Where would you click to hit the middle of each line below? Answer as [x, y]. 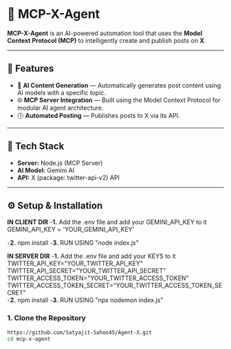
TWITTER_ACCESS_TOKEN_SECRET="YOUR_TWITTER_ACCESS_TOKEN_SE [114, 286]
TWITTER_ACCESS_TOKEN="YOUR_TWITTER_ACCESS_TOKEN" [98, 278]
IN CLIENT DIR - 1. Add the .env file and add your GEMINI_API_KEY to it [107, 222]
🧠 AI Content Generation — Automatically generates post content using [119, 85]
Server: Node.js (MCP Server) [60, 163]
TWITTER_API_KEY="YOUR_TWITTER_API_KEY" [75, 263]
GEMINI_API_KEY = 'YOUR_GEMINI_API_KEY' [71, 230]
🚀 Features [31, 69]
